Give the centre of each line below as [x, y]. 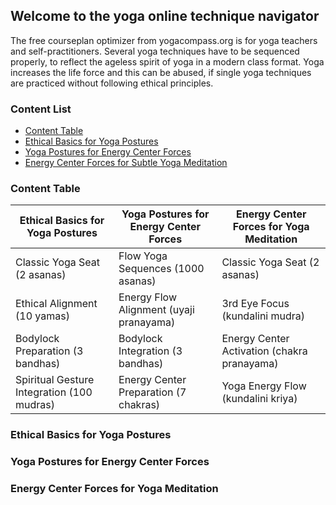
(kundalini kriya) [259, 399]
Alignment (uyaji [156, 310]
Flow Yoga [143, 256]
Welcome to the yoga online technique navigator [165, 16]
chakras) [139, 405]
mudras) [35, 405]
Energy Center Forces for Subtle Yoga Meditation [126, 163]
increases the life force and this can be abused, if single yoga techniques [161, 72]
